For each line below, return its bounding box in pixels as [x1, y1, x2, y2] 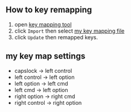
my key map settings [5, 51, 86, 61]
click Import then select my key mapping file [14, 27, 125, 34]
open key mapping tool [14, 20, 72, 28]
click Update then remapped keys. [14, 33, 98, 41]
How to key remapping [5, 5, 92, 15]
